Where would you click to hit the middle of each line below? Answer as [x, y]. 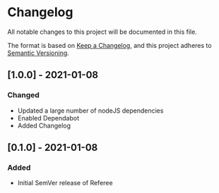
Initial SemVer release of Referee [65, 183]
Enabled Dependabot [48, 118]
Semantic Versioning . [38, 53]
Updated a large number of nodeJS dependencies [90, 111]
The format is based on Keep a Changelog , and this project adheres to [109, 45]
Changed [24, 95]
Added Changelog [44, 125]
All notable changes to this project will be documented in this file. [102, 32]
